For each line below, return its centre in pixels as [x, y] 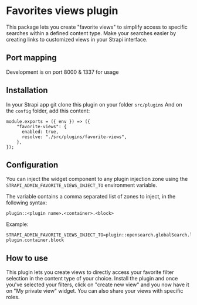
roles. [13, 297]
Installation [27, 90]
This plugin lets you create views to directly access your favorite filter [90, 272]
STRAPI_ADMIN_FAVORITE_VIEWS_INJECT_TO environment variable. [81, 185]
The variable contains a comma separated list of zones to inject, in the [91, 197]
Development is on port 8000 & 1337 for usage [62, 72]
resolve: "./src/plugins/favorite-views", [74, 137]
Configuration [32, 165]
